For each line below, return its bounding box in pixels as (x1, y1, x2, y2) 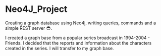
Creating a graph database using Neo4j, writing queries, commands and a (5, 20, 156, 26)
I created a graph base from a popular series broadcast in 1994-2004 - (5, 35, 150, 41)
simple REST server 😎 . (5, 25, 53, 31)
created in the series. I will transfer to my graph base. (5, 45, 114, 51)
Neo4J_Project (5, 3, 68, 15)
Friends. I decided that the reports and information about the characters (5, 40, 152, 46)
